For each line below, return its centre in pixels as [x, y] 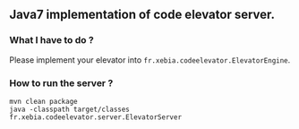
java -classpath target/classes [69, 109]
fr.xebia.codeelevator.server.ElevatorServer [95, 117]
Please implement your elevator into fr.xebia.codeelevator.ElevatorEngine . [150, 60]
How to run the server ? [61, 82]
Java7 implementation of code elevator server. [142, 15]
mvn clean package [43, 101]
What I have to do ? [51, 40]
